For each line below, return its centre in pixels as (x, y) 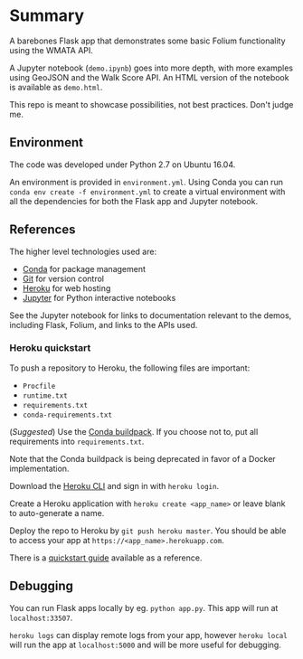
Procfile (39, 386)
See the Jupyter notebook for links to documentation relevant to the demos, (151, 315)
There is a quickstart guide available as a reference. (106, 558)
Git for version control (63, 278)
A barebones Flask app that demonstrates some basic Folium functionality (148, 41)
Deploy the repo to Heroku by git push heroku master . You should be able (148, 531)
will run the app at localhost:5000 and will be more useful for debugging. (146, 645)
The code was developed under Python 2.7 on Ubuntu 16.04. (123, 165)
